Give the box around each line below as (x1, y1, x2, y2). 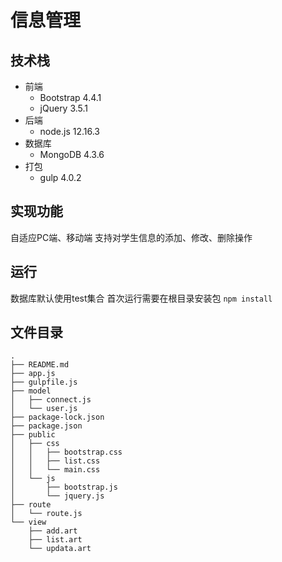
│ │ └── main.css (10, 465, 101, 475)
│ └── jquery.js (10, 491, 105, 501)
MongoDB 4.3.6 (39, 149, 105, 160)
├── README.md (10, 360, 70, 370)
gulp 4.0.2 (39, 172, 82, 183)
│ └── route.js (10, 509, 83, 519)
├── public (10, 430, 56, 440)
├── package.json (10, 421, 83, 431)
